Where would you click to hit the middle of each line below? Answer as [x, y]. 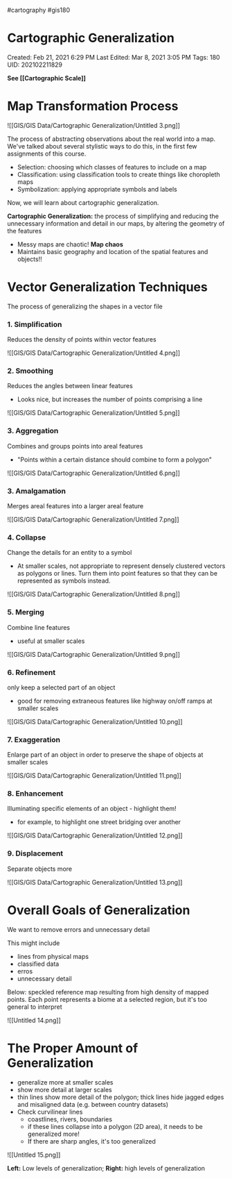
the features [25, 231]
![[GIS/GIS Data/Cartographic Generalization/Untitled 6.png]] [93, 473]
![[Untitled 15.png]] [34, 1155]
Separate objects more [40, 869]
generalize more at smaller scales [65, 1082]
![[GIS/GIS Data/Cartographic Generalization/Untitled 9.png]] [93, 654]
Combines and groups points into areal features [75, 446]
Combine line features [39, 627]
